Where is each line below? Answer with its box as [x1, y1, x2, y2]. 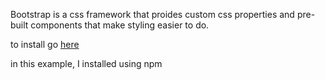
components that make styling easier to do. [30, 19, 210, 31]
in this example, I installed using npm [10, 58, 163, 69]
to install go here [10, 39, 80, 50]
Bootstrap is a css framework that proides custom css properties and [10, 9, 295, 20]
